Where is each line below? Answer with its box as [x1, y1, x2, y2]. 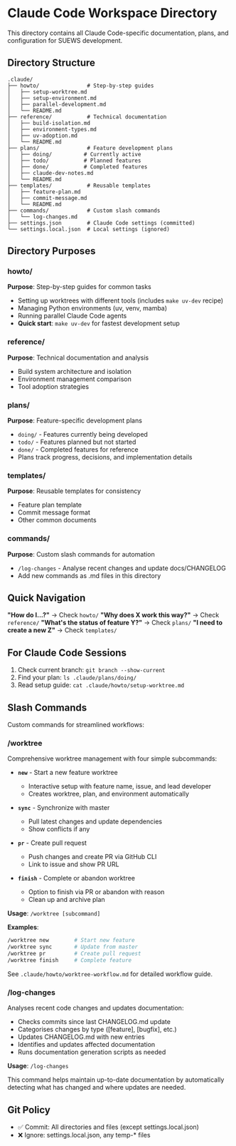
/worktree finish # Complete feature [7, 956, 132, 964]
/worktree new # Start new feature [7, 937, 135, 944]
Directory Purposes [7, 245, 96, 258]
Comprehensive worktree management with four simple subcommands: [7, 754, 218, 763]
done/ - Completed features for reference [17, 445, 139, 454]
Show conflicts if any [28, 825, 90, 833]
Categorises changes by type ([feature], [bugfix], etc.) [17, 1025, 177, 1034]
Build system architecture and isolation [17, 367, 132, 375]
